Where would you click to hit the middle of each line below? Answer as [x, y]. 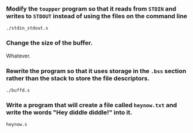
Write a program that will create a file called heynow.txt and [92, 105]
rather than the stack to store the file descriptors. [78, 78]
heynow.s [17, 125]
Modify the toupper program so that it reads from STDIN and [91, 9]
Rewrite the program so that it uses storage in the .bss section [96, 71]
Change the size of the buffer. [49, 43]
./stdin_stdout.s [27, 28]
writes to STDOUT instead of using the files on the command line [97, 16]
